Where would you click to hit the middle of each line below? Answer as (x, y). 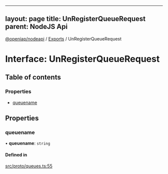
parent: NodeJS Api (36, 27)
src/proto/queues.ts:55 (29, 166)
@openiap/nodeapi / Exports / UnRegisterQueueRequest (63, 38)
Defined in (16, 154)
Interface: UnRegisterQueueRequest (82, 59)
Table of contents (33, 77)
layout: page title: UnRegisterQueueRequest (75, 19)
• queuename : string (28, 143)
